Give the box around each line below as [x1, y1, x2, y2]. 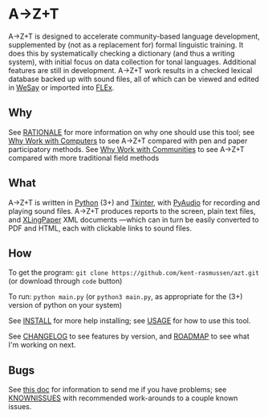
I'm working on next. [8, 340, 76, 350]
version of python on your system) [8, 301, 123, 310]
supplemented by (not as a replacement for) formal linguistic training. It [8, 39, 244, 49]
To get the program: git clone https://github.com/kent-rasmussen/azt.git [8, 268, 259, 277]
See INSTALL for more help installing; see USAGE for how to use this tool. [8, 316, 251, 326]
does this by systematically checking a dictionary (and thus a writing [8, 48, 235, 58]
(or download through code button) [8, 277, 123, 286]
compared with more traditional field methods [8, 153, 160, 162]
